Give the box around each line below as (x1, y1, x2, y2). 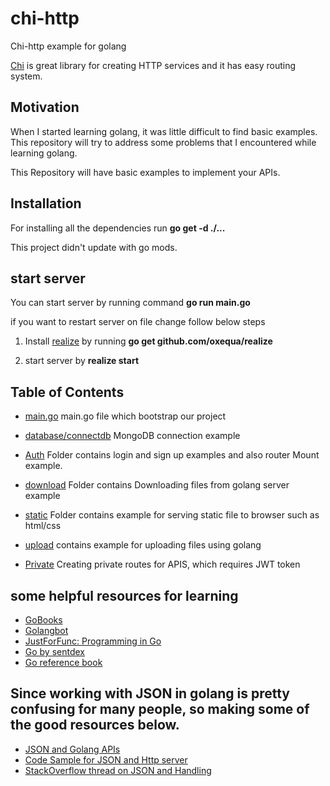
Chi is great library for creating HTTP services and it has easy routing (10, 59, 297, 71)
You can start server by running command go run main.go (10, 297, 251, 309)
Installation (10, 195, 82, 212)
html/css (24, 520, 62, 532)
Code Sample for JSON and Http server (24, 753, 188, 766)
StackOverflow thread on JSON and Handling (24, 764, 212, 776)
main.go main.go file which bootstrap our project (24, 410, 227, 422)
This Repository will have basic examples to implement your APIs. (10, 166, 281, 178)
